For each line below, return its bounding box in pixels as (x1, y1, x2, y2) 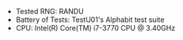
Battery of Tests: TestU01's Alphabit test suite (15, 15, 165, 24)
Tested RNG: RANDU (15, 7, 85, 16)
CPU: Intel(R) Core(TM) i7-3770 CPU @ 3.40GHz (15, 24, 176, 32)
